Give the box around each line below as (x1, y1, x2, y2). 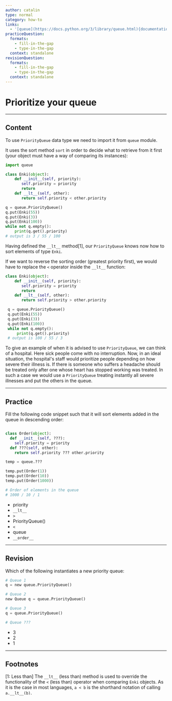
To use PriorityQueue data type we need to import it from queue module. (5, 137, 158, 143)
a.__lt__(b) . (5, 690, 32, 696)
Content (5, 123, 32, 132)
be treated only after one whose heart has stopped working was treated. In (5, 367, 163, 373)
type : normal (5, 12, 33, 17)
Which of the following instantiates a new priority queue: (5, 568, 124, 574)
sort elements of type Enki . (5, 248, 62, 255)
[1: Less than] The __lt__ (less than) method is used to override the (5, 673, 147, 679)
